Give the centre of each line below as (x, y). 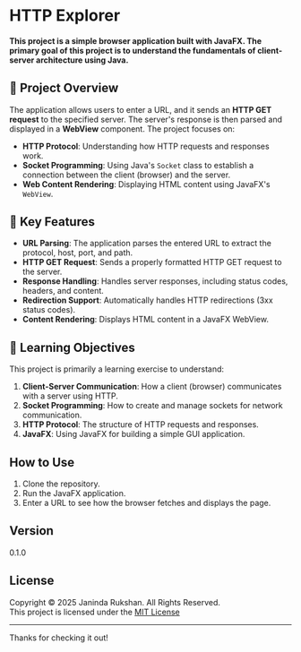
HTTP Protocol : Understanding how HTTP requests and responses (146, 146)
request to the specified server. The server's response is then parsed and (146, 119)
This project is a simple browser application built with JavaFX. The (136, 40)
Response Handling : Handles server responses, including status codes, (155, 281)
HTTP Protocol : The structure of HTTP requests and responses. (141, 425)
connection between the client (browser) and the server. (126, 175)
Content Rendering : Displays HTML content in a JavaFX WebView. (145, 320)
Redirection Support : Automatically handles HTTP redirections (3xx (147, 300)
